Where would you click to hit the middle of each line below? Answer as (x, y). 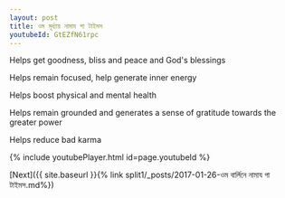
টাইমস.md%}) (32, 185)
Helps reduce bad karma (56, 140)
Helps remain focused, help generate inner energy (103, 78)
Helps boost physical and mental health (83, 95)
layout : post (34, 18)
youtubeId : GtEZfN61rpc (54, 34)
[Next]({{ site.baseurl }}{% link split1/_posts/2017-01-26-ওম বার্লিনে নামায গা (140, 175)
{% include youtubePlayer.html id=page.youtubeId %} (110, 157)
